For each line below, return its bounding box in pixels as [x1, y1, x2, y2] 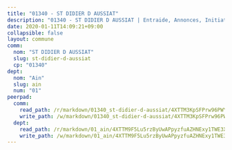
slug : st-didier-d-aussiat [13, 55, 91, 62]
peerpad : [7, 94, 32, 101]
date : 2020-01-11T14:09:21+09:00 [7, 23, 104, 30]
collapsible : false [7, 29, 64, 37]
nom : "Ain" [13, 74, 45, 82]
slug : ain [13, 81, 41, 88]
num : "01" [13, 87, 41, 94]
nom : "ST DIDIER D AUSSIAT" [13, 49, 95, 56]
